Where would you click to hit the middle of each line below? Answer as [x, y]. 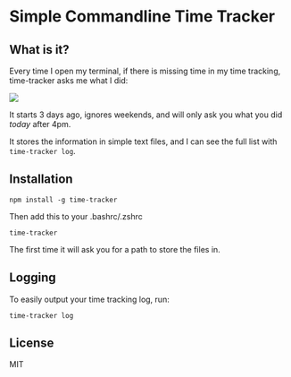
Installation [41, 180]
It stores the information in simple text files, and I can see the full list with [143, 141]
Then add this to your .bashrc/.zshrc [76, 216]
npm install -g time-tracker [63, 200]
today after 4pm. [40, 124]
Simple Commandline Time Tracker [142, 17]
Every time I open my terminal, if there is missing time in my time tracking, [145, 71]
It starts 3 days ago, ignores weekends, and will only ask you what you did [146, 115]
